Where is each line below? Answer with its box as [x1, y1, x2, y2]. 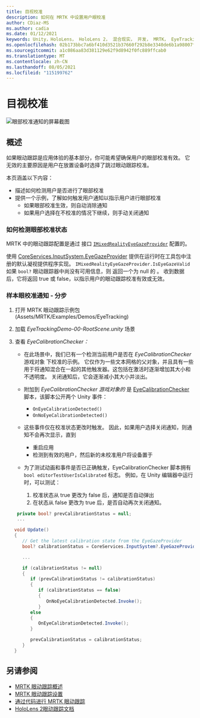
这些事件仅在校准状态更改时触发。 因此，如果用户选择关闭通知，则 [23, 424, 187, 431]
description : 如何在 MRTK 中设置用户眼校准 [6, 14, 106, 20]
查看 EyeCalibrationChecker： [14, 338, 89, 345]
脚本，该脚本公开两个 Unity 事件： [23, 393, 108, 400]
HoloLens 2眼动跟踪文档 [14, 705, 74, 712]
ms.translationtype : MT [6, 53, 65, 59]
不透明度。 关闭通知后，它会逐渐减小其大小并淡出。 [23, 373, 151, 380]
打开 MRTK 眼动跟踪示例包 [14, 306, 80, 313]
